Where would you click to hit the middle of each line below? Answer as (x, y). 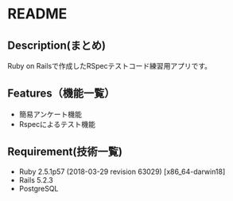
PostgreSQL (39, 188)
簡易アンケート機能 (50, 114)
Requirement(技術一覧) (65, 152)
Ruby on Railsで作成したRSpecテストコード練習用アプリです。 (110, 66)
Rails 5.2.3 (36, 179)
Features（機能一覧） (61, 94)
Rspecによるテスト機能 (57, 124)
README (37, 14)
